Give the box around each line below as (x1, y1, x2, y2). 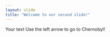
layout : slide (5, 7, 36, 13)
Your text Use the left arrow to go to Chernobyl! (5, 26, 105, 32)
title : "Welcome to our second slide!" (5, 12, 91, 17)
